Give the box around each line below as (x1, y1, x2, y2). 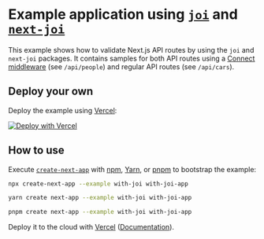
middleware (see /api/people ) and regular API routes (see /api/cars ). (8, 61, 235, 72)
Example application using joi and (8, 6, 238, 24)
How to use (8, 144, 65, 157)
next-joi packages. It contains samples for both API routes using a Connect (8, 53, 255, 63)
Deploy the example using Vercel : (8, 105, 117, 115)
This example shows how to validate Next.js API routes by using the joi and (8, 45, 255, 54)
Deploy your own (8, 85, 93, 98)
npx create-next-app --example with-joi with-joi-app (8, 179, 189, 188)
